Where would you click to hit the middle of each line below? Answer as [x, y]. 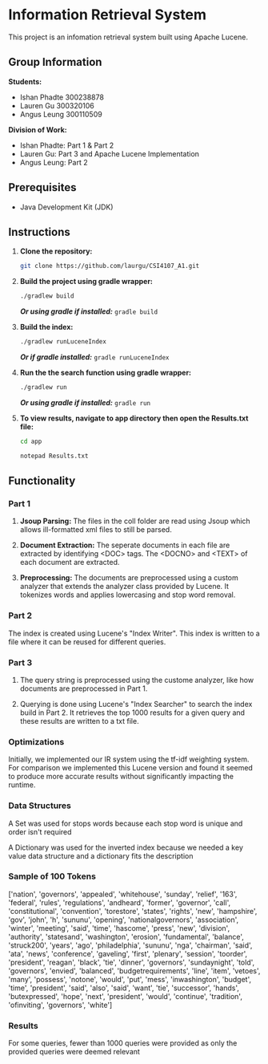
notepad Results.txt [54, 456]
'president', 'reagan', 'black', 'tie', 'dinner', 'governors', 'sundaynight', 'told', [132, 962]
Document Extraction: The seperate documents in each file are [125, 545]
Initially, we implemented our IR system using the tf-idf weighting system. [129, 759]
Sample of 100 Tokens [52, 876]
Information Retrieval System [107, 15]
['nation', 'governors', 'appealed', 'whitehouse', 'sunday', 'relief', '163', [123, 894]
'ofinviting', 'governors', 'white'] [60, 1005]
